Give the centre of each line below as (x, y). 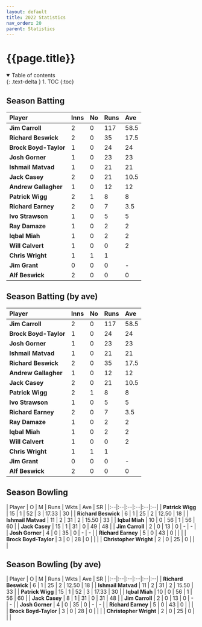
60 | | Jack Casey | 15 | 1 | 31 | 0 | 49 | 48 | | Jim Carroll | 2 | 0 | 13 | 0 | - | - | (101, 526)
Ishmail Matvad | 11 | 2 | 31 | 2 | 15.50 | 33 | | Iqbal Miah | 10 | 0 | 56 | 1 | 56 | (101, 519)
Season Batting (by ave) (52, 297)
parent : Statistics (31, 29)
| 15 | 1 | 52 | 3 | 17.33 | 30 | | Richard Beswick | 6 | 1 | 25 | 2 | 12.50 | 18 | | (97, 513)
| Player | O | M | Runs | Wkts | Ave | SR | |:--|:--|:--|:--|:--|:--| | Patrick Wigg (101, 507)
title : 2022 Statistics (36, 18)
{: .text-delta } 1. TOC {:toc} (40, 82)
